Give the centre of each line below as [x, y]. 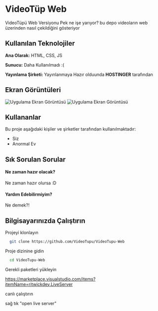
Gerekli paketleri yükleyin [31, 269]
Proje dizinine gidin [25, 251]
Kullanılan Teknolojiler [40, 44]
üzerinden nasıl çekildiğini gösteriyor [42, 28]
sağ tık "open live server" [31, 303]
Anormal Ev [24, 144]
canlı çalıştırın [19, 294]
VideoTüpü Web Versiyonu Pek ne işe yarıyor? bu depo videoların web [77, 23]
